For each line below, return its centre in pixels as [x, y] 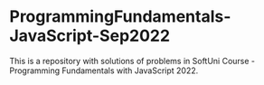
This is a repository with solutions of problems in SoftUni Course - [132, 61]
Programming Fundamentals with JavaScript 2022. [104, 71]
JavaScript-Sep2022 [90, 36]
